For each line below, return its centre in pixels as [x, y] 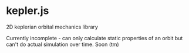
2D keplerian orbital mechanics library [52, 27]
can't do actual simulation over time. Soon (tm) [63, 44]
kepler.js [28, 11]
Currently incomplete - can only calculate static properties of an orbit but [95, 38]
